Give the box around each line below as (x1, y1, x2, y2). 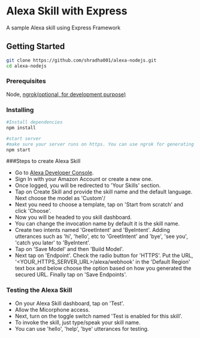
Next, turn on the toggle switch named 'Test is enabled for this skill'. (14, 312, 183, 319)
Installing (6, 105, 34, 114)
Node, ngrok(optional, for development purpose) (6, 90, 126, 98)
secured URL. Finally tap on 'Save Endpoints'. (14, 271, 128, 278)
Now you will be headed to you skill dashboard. (14, 214, 132, 221)
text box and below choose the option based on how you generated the (14, 265, 192, 272)
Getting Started (6, 41, 65, 52)
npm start (6, 147, 31, 153)
